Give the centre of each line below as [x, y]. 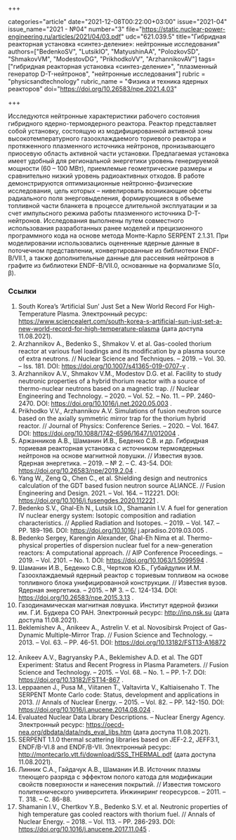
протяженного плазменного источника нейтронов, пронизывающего [111, 146]
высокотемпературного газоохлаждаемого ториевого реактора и [107, 138]
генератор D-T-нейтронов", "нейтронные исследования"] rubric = [107, 74]
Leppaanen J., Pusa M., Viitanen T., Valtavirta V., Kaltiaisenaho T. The [119, 687]
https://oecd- [105, 725]
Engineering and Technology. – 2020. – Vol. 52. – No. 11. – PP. [107, 396]
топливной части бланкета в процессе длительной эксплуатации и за [112, 206]
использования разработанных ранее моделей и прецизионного [105, 228]
